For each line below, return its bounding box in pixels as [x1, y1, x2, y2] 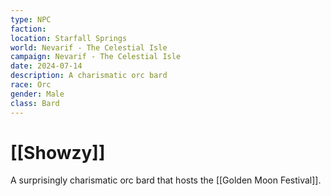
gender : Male [10, 89, 65, 99]
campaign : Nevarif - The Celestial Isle [10, 52, 182, 62]
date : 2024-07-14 [10, 61, 83, 71]
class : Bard [10, 98, 60, 108]
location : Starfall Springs [10, 33, 128, 43]
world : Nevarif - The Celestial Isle [10, 42, 168, 53]
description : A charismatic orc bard [10, 71, 168, 81]
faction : [10, 24, 47, 34]
